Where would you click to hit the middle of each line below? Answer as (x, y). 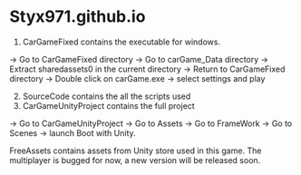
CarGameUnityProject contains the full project (108, 105)
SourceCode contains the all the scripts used (107, 96)
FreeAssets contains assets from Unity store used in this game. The (136, 151)
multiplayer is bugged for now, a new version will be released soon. (135, 160)
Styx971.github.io (78, 17)
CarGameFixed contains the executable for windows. (121, 42)
